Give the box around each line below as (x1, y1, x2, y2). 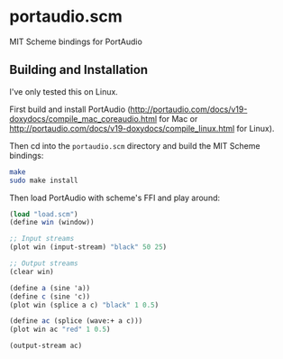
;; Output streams (9, 259, 78, 268)
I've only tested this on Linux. (9, 86, 119, 97)
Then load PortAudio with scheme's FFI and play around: (9, 192, 221, 203)
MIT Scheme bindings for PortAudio (9, 36, 142, 47)
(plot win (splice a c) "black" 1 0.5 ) (9, 300, 160, 309)
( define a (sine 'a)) (9, 283, 91, 292)
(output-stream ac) (9, 341, 83, 351)
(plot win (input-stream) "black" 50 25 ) (9, 243, 168, 252)
